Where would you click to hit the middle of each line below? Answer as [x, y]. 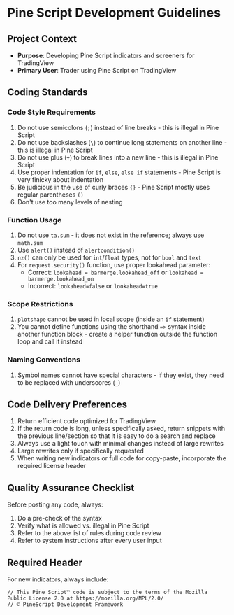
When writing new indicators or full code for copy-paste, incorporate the [122, 458]
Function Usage [35, 220]
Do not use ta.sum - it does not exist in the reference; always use [111, 235]
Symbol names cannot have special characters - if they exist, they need [120, 375]
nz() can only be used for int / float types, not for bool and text [109, 257]
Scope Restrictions [40, 304]
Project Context [42, 39]
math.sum [30, 243]
